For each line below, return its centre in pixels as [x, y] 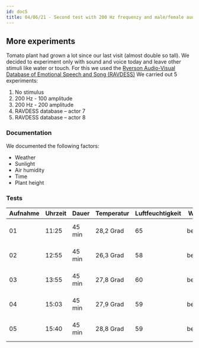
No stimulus [29, 92]
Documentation [29, 133]
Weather [25, 157]
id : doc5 [17, 12]
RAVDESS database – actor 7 [50, 111]
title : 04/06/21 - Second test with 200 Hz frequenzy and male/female [95, 17]
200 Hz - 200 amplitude [44, 105]
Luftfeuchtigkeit [158, 213]
